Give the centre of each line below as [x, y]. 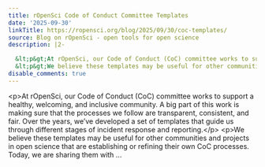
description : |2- [37, 45]
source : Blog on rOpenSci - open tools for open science [104, 37]
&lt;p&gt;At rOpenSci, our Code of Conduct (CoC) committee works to [132, 59]
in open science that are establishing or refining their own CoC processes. [129, 146]
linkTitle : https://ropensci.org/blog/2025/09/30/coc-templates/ [118, 30]
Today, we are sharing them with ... [65, 154]
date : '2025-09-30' [40, 23]
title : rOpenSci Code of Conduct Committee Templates [99, 15]
